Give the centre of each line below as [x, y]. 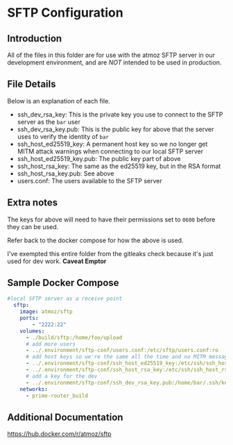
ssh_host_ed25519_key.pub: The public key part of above [99, 158]
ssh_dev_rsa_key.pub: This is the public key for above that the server [115, 129]
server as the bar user [49, 121]
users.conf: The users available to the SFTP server [89, 180]
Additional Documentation [65, 417]
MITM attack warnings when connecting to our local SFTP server [110, 151]
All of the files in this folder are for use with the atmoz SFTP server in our [111, 55]
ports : [29, 318]
